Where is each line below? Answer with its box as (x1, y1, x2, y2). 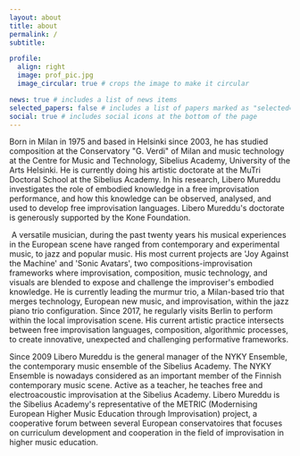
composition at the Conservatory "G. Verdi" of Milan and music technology (9, 146, 285, 156)
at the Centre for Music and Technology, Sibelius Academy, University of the (9, 156, 291, 166)
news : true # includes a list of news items (9, 95, 178, 104)
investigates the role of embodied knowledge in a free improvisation (9, 184, 260, 195)
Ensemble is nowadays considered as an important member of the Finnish (9, 370, 282, 381)
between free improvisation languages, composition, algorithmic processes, (9, 325, 288, 335)
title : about (9, 21, 58, 30)
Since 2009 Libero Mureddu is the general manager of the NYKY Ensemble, (9, 351, 288, 362)
